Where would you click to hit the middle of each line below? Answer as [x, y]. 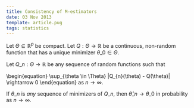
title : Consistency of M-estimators [51, 12]
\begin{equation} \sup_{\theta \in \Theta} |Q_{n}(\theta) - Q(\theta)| [88, 76]
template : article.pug [34, 22]
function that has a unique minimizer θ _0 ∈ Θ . [63, 52]
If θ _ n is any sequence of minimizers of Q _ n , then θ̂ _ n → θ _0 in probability [97, 94]
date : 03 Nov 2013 [29, 17]
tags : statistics [28, 28]
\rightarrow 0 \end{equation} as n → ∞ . [55, 82]
